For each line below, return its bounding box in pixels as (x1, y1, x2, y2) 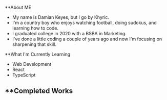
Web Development (12, 61, 52, 67)
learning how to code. (12, 25, 59, 31)
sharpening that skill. (12, 41, 57, 47)
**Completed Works (5, 87, 73, 95)
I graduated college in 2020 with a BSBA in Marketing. (12, 31, 127, 36)
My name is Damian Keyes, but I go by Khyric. (12, 14, 110, 20)
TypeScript (12, 72, 36, 78)
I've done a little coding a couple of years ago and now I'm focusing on (12, 36, 162, 42)
